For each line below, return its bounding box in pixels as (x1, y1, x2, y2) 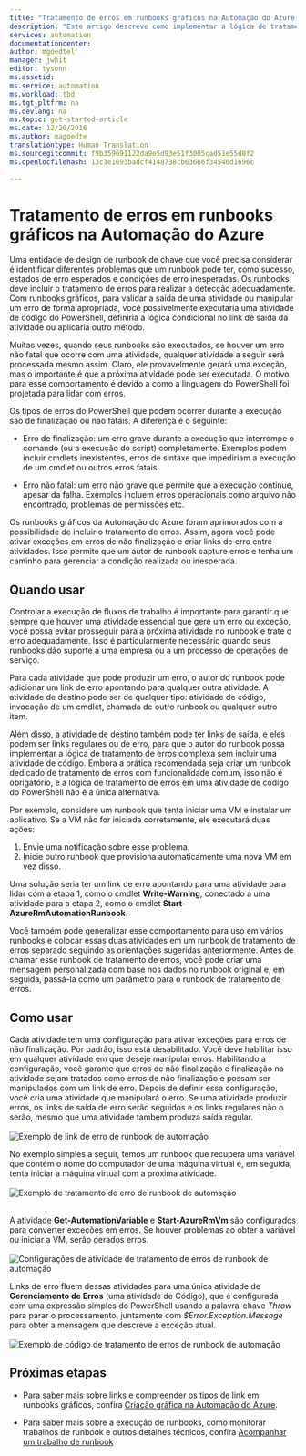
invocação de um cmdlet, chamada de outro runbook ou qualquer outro (9, 701, 278, 712)
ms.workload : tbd (9, 89, 76, 98)
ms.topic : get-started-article (9, 115, 128, 124)
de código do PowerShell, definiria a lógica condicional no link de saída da (9, 312, 289, 324)
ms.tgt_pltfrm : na (9, 98, 79, 108)
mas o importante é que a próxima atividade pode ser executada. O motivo (9, 368, 290, 379)
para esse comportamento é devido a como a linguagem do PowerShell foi (9, 378, 290, 389)
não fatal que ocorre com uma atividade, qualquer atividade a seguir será (9, 349, 285, 360)
